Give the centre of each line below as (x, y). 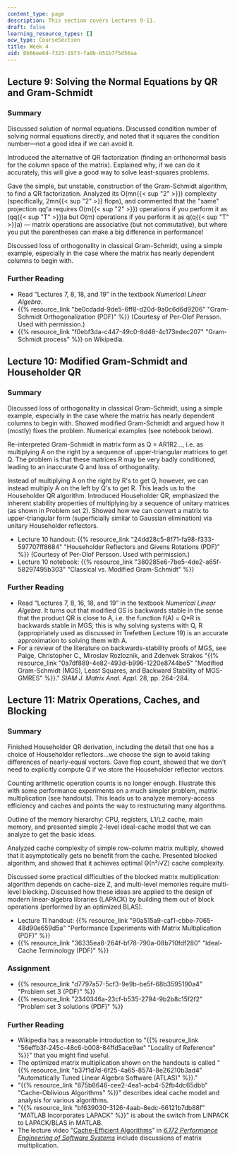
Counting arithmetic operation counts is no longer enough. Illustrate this (112, 783)
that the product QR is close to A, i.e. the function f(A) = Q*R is (109, 618)
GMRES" (30, 678)
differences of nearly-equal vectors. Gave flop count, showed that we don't (117, 762)
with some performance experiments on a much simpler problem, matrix (112, 790)
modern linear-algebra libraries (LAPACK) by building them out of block (111, 899)
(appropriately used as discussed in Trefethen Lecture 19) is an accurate (123, 632)
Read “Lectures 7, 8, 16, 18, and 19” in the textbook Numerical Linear (117, 603)
